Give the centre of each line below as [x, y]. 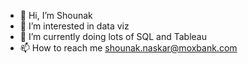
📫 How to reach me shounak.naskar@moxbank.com [128, 48]
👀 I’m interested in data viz [74, 26]
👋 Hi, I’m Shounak [56, 15]
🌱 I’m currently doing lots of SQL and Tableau [113, 36]
